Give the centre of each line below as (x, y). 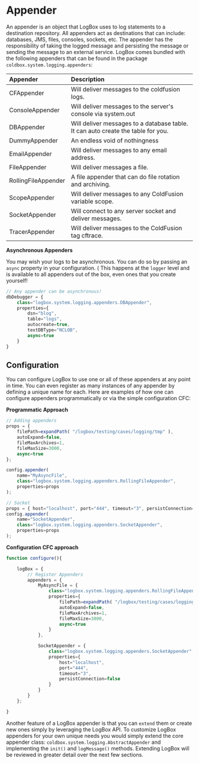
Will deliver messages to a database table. (129, 123)
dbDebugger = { (25, 297)
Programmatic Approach (37, 410)
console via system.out (103, 113)
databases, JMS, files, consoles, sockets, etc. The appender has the (89, 39)
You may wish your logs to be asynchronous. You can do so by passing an (97, 261)
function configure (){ (34, 558)
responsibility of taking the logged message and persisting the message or (97, 46)
